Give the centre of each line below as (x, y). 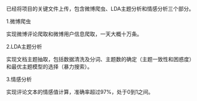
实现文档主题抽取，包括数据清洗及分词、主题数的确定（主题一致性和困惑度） (100, 59)
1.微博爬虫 (19, 21)
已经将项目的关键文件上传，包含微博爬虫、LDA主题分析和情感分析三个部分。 (100, 9)
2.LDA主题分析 (24, 47)
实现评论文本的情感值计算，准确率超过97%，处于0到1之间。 (80, 92)
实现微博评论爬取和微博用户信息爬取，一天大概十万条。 (74, 34)
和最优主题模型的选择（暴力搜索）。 (49, 67)
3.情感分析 (19, 79)
